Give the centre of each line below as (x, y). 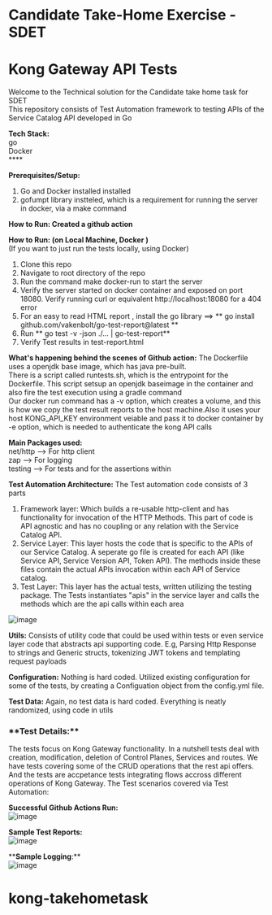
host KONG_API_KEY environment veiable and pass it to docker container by (136, 418)
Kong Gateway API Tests (93, 70)
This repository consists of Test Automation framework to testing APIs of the (136, 109)
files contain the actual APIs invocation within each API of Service (130, 569)
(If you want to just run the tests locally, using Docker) (99, 249)
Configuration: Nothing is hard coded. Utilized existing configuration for (129, 678)
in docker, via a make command (73, 208)
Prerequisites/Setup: (44, 176)
